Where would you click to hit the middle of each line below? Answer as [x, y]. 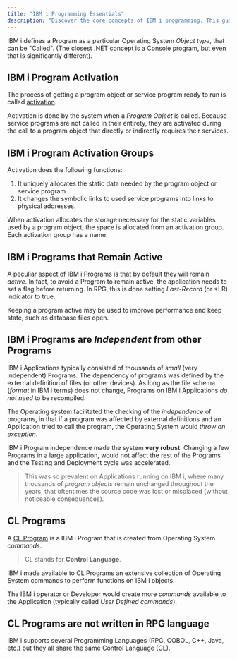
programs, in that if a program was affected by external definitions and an [114, 419]
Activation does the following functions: [65, 170]
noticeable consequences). [64, 499]
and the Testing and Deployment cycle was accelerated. [89, 462]
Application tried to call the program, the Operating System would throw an [116, 426]
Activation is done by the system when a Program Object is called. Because [117, 116]
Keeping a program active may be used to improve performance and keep [115, 310]
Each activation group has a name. [57, 235]
